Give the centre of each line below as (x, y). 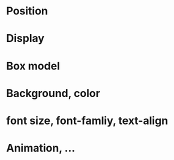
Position (27, 11)
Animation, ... (41, 148)
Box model (33, 66)
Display (25, 39)
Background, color (53, 93)
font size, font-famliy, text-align (87, 120)
